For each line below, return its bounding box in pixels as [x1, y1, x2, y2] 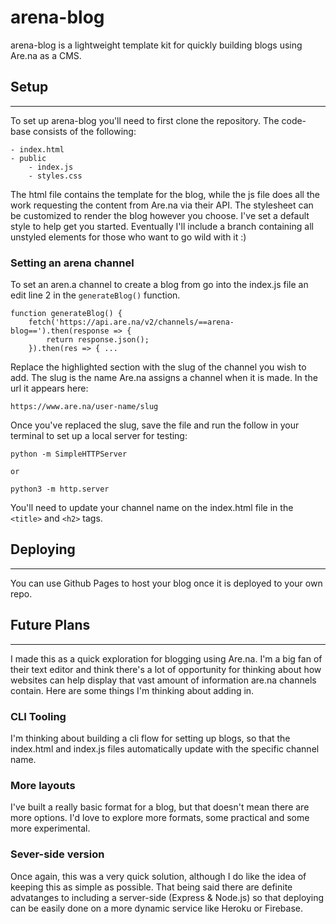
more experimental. [10, 822, 91, 835]
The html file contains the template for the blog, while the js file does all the [10, 188, 320, 200]
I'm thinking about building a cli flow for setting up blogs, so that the [10, 732, 291, 744]
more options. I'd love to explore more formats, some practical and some [10, 812, 310, 824]
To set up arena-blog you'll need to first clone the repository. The [10, 114, 280, 126]
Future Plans [10, 617, 91, 634]
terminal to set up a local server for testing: [10, 430, 188, 442]
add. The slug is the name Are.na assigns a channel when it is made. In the [10, 372, 318, 384]
